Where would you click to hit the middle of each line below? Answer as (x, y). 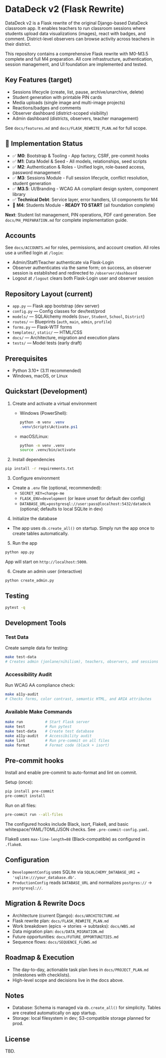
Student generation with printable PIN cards (57, 97)
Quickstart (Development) (46, 391)
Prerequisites (26, 358)
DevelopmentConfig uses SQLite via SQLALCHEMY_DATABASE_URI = (76, 872)
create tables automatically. (40, 534)
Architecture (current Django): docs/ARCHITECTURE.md (66, 915)
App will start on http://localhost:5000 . (46, 562)
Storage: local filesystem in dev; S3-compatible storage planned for (82, 1018)
